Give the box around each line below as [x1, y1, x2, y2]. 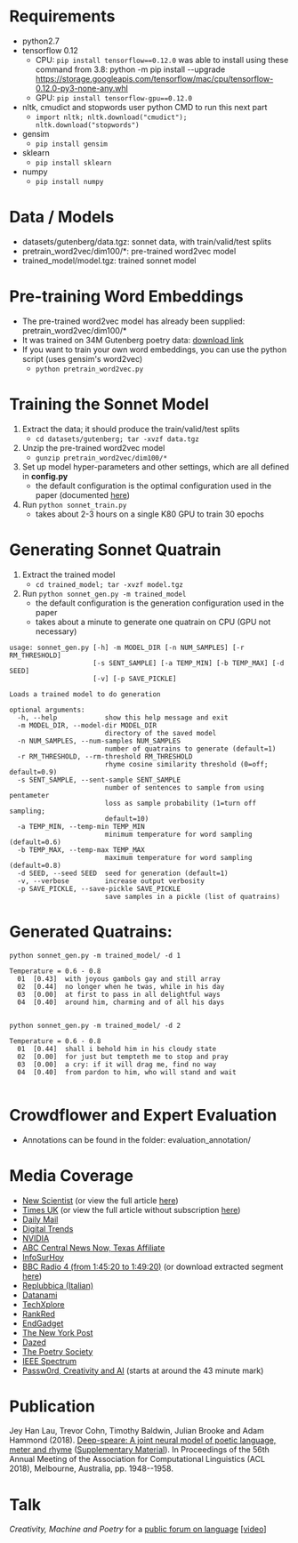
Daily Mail [21, 1214, 59, 1225]
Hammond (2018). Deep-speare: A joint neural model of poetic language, [9, 1435, 277, 1446]
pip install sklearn [35, 158, 112, 167]
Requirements [9, 6, 116, 27]
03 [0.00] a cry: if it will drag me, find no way [17, 1060, 217, 1069]
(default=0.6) [9, 838, 62, 847]
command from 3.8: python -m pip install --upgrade [35, 64, 226, 75]
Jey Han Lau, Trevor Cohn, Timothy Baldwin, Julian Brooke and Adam [9, 1426, 264, 1436]
